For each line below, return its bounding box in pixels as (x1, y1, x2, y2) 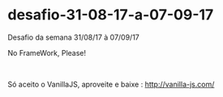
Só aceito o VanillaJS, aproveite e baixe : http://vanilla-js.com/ (7, 79, 215, 89)
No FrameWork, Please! (7, 48, 87, 57)
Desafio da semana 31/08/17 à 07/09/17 (7, 32, 139, 42)
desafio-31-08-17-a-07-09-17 (7, 6, 214, 24)
